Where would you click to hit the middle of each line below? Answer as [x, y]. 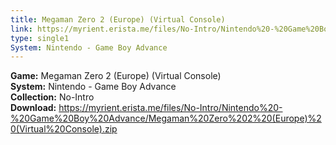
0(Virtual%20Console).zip [64, 129]
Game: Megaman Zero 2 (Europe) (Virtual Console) [116, 76]
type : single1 [40, 38]
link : [21, 29]
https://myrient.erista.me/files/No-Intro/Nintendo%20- [170, 108]
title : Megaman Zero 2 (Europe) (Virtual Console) [118, 19]
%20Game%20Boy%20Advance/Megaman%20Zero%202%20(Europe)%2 [166, 118]
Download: [33, 108]
